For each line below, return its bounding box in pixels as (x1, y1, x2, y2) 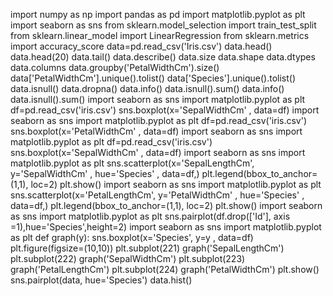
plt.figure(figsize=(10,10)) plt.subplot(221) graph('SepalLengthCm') (10, 242, 285, 254)
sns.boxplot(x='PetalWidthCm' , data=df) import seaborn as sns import (10, 125, 303, 137)
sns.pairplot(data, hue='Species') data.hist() (10, 274, 193, 286)
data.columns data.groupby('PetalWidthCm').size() (10, 62, 220, 73)
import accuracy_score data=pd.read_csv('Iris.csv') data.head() (10, 40, 273, 52)
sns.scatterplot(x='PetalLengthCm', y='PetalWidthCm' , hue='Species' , (10, 189, 305, 201)
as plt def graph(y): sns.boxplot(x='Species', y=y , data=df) (10, 232, 254, 243)
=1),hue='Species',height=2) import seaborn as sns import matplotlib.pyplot (10, 221, 322, 233)
